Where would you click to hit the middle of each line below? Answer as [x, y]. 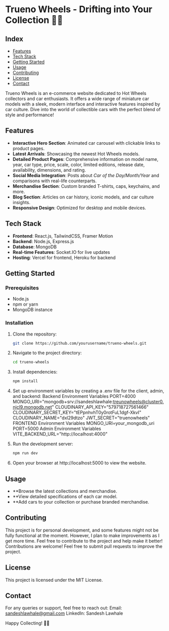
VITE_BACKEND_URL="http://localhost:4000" [60, 434]
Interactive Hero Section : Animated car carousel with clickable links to [86, 143]
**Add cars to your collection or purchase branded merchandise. [81, 502]
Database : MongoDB [35, 247]
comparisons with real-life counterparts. [55, 181]
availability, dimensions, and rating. [49, 170]
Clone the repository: [35, 334]
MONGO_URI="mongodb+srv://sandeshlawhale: [63, 402]
